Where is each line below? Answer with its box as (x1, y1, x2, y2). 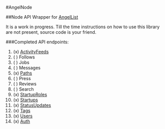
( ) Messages (13, 65, 41, 71)
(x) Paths (13, 70, 32, 76)
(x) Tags (13, 108, 31, 113)
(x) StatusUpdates (13, 102, 51, 108)
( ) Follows (13, 54, 35, 60)
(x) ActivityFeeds (13, 49, 49, 54)
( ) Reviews (13, 81, 37, 87)
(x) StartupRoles (13, 92, 48, 97)
